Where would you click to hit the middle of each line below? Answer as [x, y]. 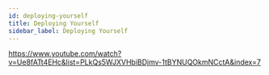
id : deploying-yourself [48, 16]
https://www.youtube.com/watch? [65, 54]
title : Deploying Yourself [54, 23]
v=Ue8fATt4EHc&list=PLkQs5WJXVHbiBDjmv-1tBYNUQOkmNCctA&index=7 [134, 62]
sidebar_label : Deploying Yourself [68, 31]
